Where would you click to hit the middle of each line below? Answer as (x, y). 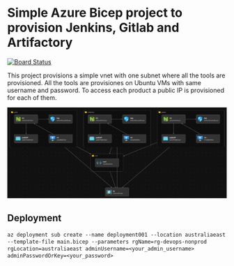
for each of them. (32, 97)
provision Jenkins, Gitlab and (93, 28)
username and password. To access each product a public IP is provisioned (116, 90)
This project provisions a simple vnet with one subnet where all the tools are (116, 75)
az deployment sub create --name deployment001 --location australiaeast (117, 235)
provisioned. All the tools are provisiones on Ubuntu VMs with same (104, 82)
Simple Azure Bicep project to (95, 13)
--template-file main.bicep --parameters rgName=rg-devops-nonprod (107, 242)
